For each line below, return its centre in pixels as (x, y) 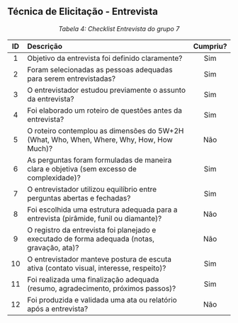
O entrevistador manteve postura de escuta (100, 259)
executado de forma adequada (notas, (91, 239)
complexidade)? (54, 178)
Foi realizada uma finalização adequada (93, 279)
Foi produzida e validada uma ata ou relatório (102, 300)
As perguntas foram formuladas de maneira (100, 160)
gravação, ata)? (53, 247)
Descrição (45, 46)
